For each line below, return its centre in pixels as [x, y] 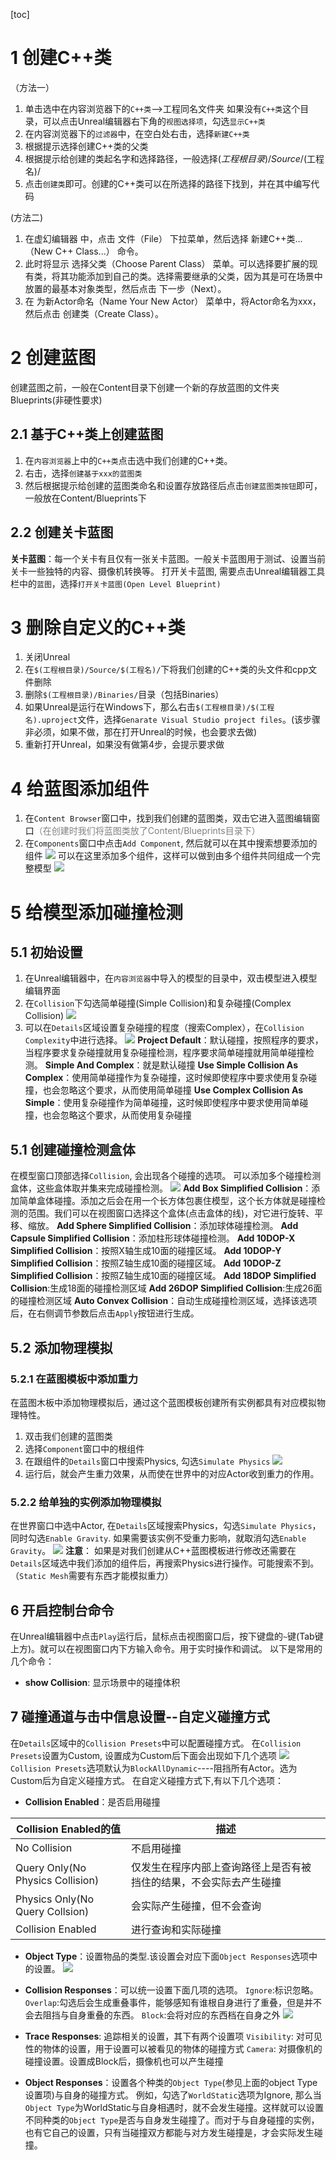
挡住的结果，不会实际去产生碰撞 [206, 1882]
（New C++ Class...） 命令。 [84, 251]
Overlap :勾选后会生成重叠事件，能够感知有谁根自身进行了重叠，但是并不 [173, 2002]
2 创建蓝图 [53, 358]
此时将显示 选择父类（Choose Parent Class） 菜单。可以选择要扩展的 [167, 263]
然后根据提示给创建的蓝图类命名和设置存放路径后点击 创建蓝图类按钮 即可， [173, 485]
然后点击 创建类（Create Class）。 [94, 313]
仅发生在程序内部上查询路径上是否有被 [221, 1867]
